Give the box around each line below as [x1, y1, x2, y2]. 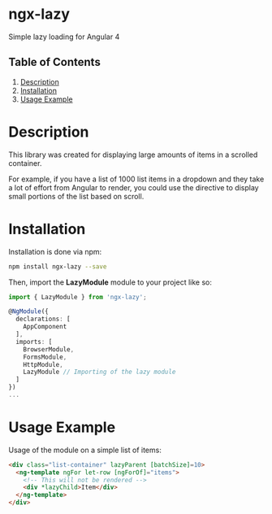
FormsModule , [23, 353, 67, 361]
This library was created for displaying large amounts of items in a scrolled [8, 150, 258, 159]
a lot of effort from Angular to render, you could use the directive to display [8, 182, 259, 192]
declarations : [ [15, 315, 71, 324]
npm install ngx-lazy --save [8, 262, 107, 271]
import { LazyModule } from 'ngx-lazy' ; [8, 293, 148, 301]
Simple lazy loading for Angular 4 [8, 32, 120, 41]
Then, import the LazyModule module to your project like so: [8, 277, 213, 287]
